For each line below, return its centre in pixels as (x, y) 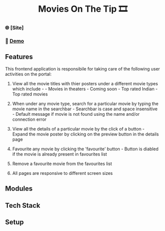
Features (19, 57)
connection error (29, 119)
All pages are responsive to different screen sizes (63, 173)
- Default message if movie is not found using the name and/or (76, 114)
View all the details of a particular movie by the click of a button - (78, 129)
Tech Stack (23, 205)
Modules (19, 189)
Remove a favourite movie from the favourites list (62, 164)
